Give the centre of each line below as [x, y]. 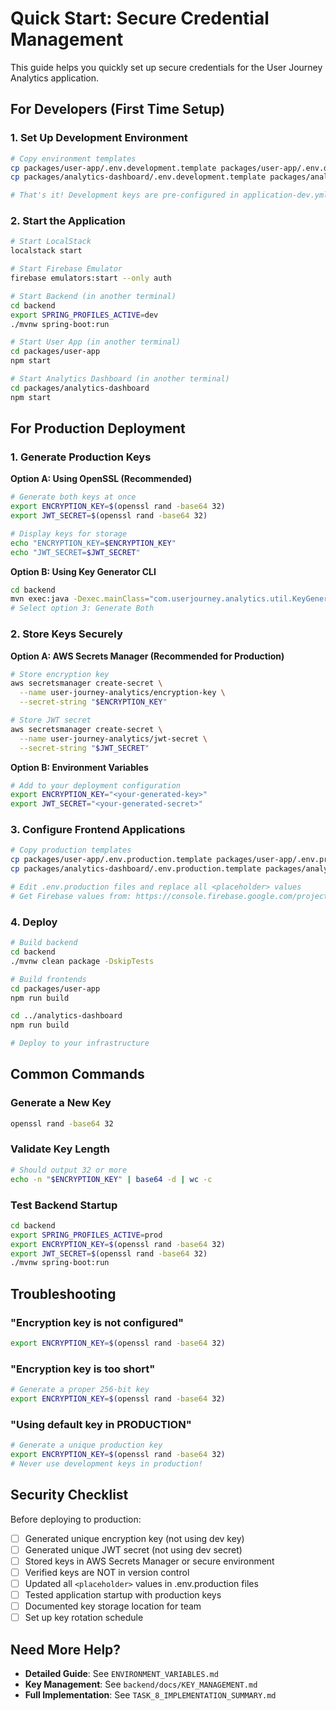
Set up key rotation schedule [84, 1618]
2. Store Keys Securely [66, 634]
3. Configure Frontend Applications [98, 830]
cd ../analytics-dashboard [66, 1016]
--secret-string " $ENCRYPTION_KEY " [93, 702]
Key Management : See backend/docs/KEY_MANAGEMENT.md [141, 1684]
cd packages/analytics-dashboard [80, 388]
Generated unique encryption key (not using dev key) [134, 1538]
